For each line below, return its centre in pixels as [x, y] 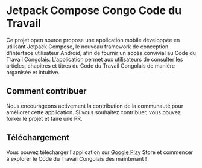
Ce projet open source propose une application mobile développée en [93, 40]
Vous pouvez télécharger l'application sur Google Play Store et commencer [100, 152]
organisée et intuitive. [33, 72]
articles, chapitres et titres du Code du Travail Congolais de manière [91, 66]
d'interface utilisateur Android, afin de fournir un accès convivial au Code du [101, 53]
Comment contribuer [46, 91]
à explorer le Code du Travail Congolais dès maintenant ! [77, 158]
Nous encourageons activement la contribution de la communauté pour [95, 106]
